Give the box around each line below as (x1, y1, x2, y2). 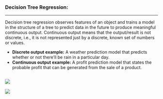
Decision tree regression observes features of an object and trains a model (5, 19, 155, 25)
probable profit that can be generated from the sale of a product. (12, 65, 142, 71)
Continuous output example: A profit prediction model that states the (12, 59, 152, 65)
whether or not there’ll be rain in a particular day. (12, 55, 110, 60)
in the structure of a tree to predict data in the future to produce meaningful (5, 25, 156, 30)
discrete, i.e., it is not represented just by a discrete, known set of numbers (5, 35, 155, 41)
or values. (5, 40, 25, 46)
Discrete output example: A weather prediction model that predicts (12, 49, 147, 55)
